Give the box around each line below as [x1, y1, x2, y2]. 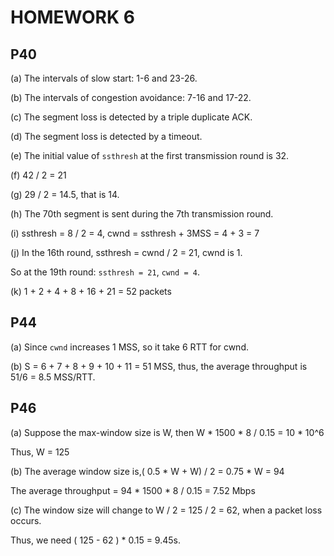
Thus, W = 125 [10, 446, 70, 458]
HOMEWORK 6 [10, 6, 135, 29]
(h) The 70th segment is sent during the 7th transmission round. [10, 208, 274, 220]
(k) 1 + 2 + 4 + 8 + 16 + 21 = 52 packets [10, 286, 172, 297]
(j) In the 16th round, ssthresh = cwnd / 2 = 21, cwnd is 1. [10, 247, 243, 258]
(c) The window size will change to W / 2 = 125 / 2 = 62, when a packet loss [10, 504, 323, 516]
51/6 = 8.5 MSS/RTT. [10, 371, 96, 383]
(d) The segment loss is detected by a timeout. [10, 131, 203, 142]
